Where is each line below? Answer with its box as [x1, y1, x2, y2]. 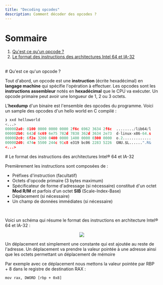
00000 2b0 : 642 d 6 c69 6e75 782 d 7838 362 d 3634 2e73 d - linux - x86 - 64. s [5, 131, 151, 136]
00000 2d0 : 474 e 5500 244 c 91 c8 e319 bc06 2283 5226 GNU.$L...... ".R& [5, 140, 151, 145]
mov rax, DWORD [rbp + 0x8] [5, 275, 62, 280]
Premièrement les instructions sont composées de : [5, 163, 109, 169]
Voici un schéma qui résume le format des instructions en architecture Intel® [5, 217, 158, 223]
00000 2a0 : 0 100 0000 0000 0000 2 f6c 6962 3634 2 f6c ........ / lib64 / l [5, 127, 151, 132]
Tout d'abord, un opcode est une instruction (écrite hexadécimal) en [5, 78, 144, 84]
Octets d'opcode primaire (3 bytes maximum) [12, 177, 104, 183]
